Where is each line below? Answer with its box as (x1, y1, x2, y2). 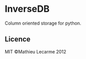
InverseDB (5, 3, 50, 15)
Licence (5, 35, 31, 44)
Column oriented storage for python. (5, 20, 81, 26)
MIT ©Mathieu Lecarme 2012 (5, 48, 67, 54)
